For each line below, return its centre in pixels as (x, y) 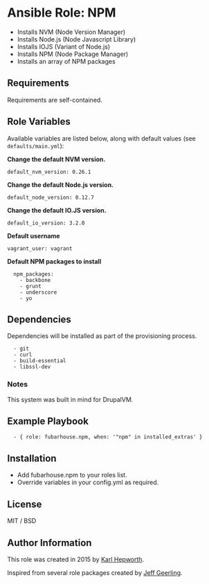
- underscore (38, 292)
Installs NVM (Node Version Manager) (71, 32)
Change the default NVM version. (56, 159)
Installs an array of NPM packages (66, 61)
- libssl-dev (32, 367)
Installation (32, 458)
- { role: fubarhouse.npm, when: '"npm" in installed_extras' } (108, 437)
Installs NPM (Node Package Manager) (73, 54)
